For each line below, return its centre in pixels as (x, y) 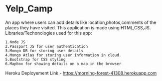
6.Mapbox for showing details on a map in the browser (63, 64)
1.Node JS (15, 42)
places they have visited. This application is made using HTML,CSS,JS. (78, 27)
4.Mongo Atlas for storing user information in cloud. (63, 55)
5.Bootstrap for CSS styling (35, 59)
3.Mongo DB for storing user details (44, 51)
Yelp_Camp (29, 9)
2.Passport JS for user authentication (47, 46)
